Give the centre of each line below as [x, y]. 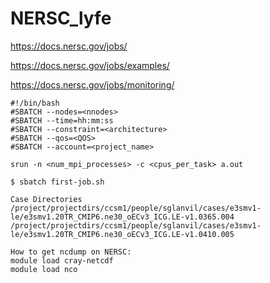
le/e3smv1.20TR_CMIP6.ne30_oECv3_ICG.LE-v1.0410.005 [122, 234]
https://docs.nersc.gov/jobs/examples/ [90, 65]
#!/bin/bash [35, 103]
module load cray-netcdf [62, 260]
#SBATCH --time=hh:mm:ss [62, 120]
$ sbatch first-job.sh [57, 182]
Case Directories [46, 199]
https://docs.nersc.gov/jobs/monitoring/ [92, 84]
